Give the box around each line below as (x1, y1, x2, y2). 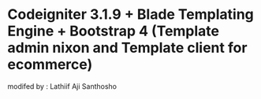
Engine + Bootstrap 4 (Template (7, 22, 220, 40)
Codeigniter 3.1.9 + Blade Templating (7, 5, 254, 24)
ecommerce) (7, 56, 93, 74)
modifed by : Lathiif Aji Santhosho (7, 81, 117, 91)
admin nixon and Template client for (7, 39, 248, 57)
